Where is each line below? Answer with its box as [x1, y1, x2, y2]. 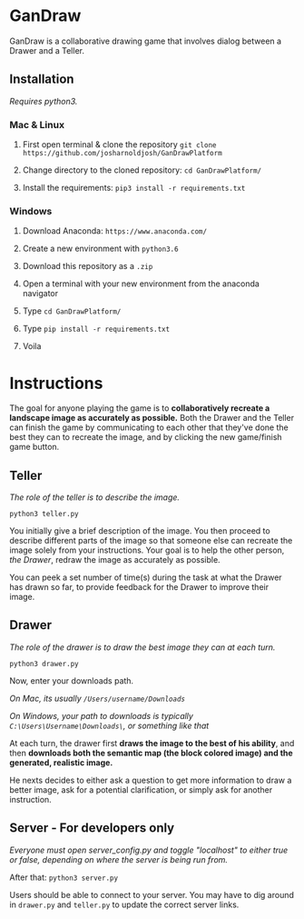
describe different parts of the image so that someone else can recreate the [9, 535, 293, 546]
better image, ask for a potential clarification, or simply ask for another [9, 784, 273, 795]
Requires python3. [9, 95, 78, 106]
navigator [22, 288, 59, 299]
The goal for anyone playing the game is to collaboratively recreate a [9, 403, 270, 414]
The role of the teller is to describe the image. [9, 492, 180, 503]
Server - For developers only [9, 820, 175, 836]
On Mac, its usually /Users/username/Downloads [9, 693, 186, 704]
